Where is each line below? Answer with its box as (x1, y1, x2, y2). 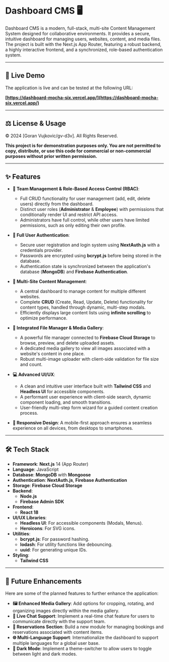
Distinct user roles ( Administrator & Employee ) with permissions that (20, 206, 164, 212)
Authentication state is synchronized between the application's (20, 263, 151, 269)
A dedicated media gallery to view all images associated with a (20, 345, 150, 352)
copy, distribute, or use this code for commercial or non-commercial (5, 148, 151, 154)
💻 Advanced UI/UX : (12, 371, 55, 377)
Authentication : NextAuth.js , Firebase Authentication (12, 477, 127, 483)
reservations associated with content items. (12, 629, 103, 635)
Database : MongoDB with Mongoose (12, 472, 91, 478)
